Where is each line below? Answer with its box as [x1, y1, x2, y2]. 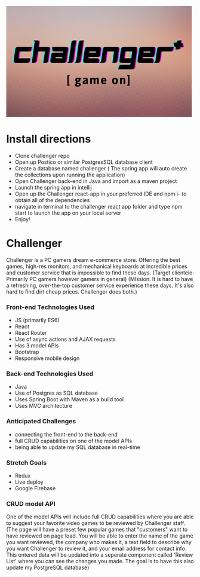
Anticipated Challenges [6, 417, 76, 426]
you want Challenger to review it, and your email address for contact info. [6, 545, 187, 552]
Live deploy [14, 478, 44, 486]
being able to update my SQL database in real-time [14, 443, 140, 451]
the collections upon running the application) [14, 171, 125, 178]
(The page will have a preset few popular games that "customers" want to [6, 526, 188, 533]
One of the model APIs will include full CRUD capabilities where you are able [6, 513, 194, 520]
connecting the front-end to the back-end [14, 431, 118, 438]
